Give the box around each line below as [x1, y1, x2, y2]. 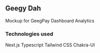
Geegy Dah [5, 4, 42, 13]
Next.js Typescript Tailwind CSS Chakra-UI [5, 42, 95, 48]
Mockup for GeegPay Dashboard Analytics [5, 17, 95, 23]
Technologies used [5, 30, 53, 37]
